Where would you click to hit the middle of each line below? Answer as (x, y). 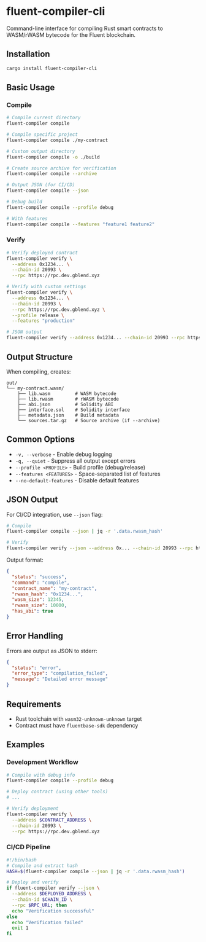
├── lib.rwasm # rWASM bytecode (68, 399)
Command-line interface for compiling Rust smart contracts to (85, 28)
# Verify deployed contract (42, 253)
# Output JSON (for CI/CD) (41, 185)
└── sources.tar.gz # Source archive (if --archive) (89, 420)
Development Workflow (42, 762)
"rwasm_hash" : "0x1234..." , (48, 594)
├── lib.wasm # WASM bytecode (67, 394)
